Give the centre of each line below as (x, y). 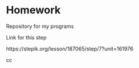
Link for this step (26, 37)
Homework (33, 10)
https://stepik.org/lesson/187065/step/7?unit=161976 (70, 49)
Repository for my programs (40, 26)
